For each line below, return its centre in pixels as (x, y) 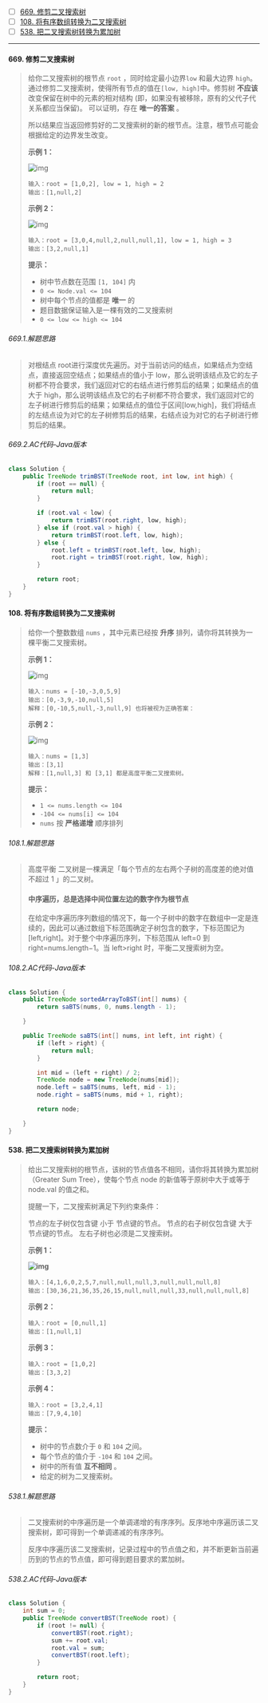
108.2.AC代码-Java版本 (47, 968)
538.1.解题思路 (32, 1496)
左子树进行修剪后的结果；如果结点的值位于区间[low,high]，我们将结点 (142, 405)
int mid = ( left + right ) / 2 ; (89, 1072)
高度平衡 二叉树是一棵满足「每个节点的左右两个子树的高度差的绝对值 (140, 869)
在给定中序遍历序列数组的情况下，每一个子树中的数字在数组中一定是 (140, 918)
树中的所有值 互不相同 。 (80, 1466)
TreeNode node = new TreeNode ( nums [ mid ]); (108, 1080)
